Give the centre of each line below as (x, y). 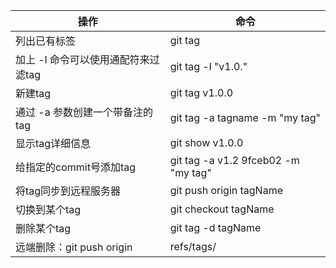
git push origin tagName (226, 190)
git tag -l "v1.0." (208, 66)
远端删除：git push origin (74, 247)
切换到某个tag (48, 209)
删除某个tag (43, 228)
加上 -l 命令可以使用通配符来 (82, 59)
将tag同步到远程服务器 (68, 191)
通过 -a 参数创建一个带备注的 (84, 112)
